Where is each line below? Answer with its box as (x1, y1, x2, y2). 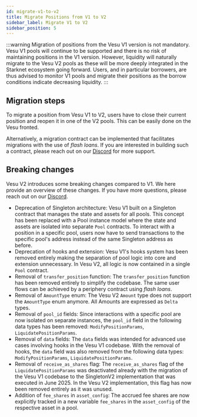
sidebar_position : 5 (6, 25, 57, 31)
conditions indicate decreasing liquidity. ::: (6, 79, 109, 86)
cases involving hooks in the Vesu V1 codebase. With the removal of (14, 342, 181, 349)
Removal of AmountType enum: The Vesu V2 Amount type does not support (14, 292, 192, 299)
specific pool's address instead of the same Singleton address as (14, 235, 173, 242)
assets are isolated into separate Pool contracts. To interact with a (14, 223, 175, 230)
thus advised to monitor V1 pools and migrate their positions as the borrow (6, 72, 186, 79)
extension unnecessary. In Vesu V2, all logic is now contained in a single (14, 260, 191, 268)
